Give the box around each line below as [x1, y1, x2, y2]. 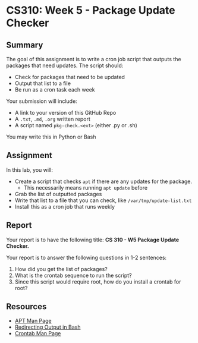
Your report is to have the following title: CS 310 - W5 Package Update [6, 236, 180, 243]
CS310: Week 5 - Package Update [6, 4, 175, 17]
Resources [6, 301, 47, 312]
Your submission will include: [6, 97, 77, 105]
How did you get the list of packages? [14, 265, 108, 272]
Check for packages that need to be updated [14, 74, 125, 80]
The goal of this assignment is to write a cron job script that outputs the [6, 56, 181, 62]
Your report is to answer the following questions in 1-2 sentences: [6, 254, 167, 261]
